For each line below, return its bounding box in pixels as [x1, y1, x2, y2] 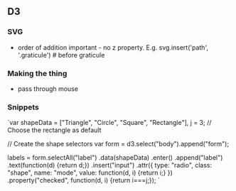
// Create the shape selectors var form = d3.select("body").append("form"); [7, 140, 230, 148]
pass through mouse [17, 84, 78, 93]
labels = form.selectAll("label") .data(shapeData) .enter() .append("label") [7, 153, 223, 162]
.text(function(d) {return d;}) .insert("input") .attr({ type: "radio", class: [7, 161, 212, 170]
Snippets [7, 102, 39, 112]
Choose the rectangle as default [7, 126, 102, 134]
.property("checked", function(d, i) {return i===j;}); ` [7, 176, 160, 185]
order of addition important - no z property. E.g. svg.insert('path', [17, 43, 208, 52]
